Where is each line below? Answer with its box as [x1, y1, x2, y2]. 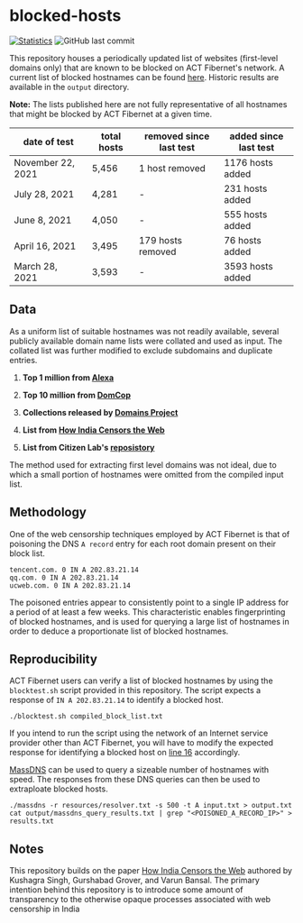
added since [229, 130, 284, 142]
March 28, [14, 260, 59, 272]
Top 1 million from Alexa [22, 371, 115, 383]
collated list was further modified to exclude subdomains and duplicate [9, 344, 273, 356]
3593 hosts [224, 260, 273, 272]
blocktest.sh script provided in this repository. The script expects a [9, 685, 262, 696]
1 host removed [138, 161, 206, 174]
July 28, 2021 [14, 187, 75, 200]
